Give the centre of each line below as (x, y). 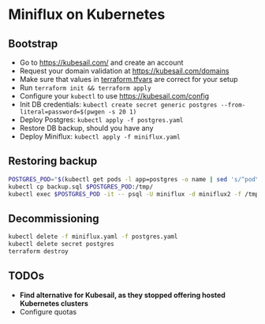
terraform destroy (38, 251)
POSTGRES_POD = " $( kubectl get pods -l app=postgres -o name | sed (118, 179)
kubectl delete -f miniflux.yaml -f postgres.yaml (93, 237)
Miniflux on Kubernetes (87, 15)
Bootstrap (33, 44)
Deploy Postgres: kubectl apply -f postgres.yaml (101, 119)
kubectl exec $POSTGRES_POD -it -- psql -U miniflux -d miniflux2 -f (125, 194)
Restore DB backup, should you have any (86, 128)
